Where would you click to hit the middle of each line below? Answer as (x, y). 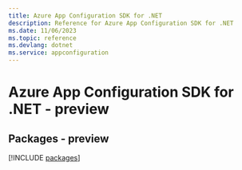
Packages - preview (59, 138)
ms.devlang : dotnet (41, 45)
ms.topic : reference (43, 38)
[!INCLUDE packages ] (44, 158)
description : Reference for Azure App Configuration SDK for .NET (121, 23)
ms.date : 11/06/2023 (43, 30)
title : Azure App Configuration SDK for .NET (85, 16)
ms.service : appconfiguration (59, 53)
